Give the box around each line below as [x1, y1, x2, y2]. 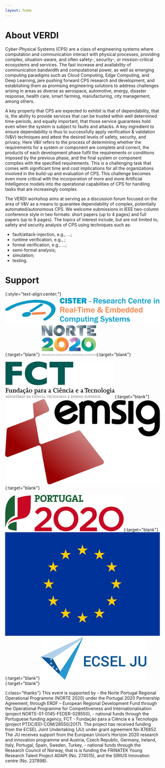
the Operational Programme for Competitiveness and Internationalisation [5, 706, 152, 711]
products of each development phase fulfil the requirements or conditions [5, 149, 155, 155]
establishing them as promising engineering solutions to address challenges [5, 83, 159, 89]
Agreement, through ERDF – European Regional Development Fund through [5, 700, 157, 706]
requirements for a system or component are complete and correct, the [5, 144, 149, 150]
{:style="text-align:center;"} [5, 291, 62, 297]
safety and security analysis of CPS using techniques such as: [5, 222, 131, 228]
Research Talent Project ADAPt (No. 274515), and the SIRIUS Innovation [5, 752, 150, 758]
